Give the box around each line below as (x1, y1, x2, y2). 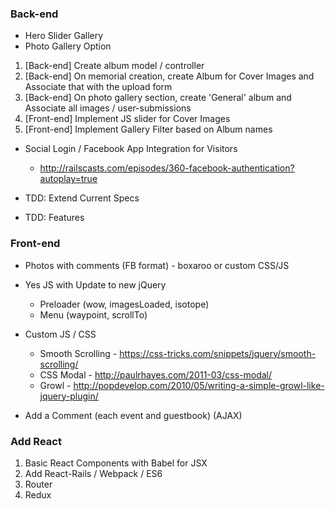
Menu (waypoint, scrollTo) (39, 308, 148, 321)
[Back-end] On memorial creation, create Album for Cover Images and (24, 70, 315, 82)
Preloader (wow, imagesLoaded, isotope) (39, 298, 210, 310)
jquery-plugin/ (39, 390, 99, 402)
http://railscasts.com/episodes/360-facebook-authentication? (39, 162, 295, 174)
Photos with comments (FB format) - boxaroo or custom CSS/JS (24, 259, 290, 271)
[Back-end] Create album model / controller (24, 60, 205, 72)
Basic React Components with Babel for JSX (24, 457, 208, 469)
